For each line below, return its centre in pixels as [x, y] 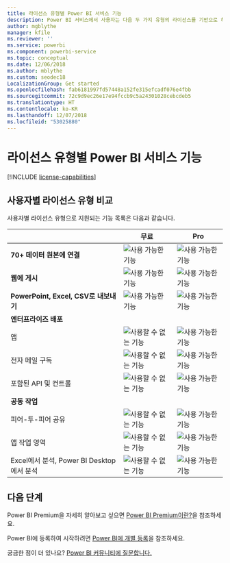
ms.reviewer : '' [30, 39]
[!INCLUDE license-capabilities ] [52, 177]
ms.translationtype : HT [41, 103]
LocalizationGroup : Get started [53, 84]
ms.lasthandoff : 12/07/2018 [47, 115]
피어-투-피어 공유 [38, 420]
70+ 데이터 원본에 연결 [45, 255]
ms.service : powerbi [37, 45]
